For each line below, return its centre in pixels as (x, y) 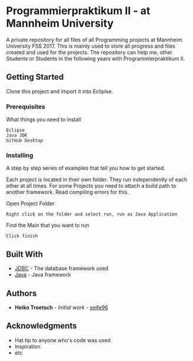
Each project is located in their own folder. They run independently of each (96, 180)
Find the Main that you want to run (48, 225)
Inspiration (27, 346)
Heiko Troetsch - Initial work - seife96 (61, 307)
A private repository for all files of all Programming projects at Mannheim (94, 40)
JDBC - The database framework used (61, 268)
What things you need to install (44, 120)
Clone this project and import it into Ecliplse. (60, 91)
